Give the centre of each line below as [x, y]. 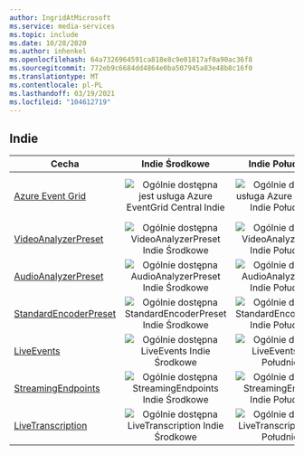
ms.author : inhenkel [48, 52]
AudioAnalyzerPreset [59, 277]
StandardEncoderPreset [65, 314]
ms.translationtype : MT [54, 77]
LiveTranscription [51, 426]
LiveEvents [37, 351]
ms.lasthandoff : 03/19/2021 [62, 93]
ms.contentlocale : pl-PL [56, 85]
